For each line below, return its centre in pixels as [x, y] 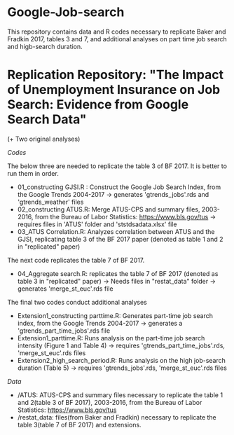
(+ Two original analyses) [44, 139]
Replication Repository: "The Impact [116, 75]
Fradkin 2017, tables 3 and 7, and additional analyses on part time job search [117, 39]
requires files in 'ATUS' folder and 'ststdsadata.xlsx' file [97, 224]
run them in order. [33, 173]
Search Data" [47, 119]
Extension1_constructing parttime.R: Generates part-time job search [115, 315]
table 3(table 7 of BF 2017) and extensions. [79, 424]
